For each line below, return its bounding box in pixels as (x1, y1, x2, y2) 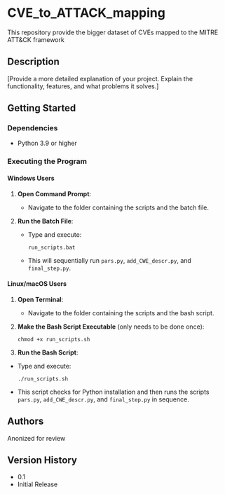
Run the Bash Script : (17, 348, 79, 357)
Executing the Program (7, 156, 88, 166)
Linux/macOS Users (7, 280, 67, 288)
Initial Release (17, 480, 58, 488)
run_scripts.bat (27, 244, 76, 251)
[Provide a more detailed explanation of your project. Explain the (7, 74, 193, 83)
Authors (7, 416, 44, 427)
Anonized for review (7, 434, 66, 442)
